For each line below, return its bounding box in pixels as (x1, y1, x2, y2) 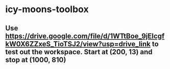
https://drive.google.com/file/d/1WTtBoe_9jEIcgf (5, 31, 165, 40)
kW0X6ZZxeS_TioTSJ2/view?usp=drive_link (5, 40, 151, 48)
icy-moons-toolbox (5, 4, 89, 15)
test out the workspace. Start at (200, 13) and (5, 47, 153, 56)
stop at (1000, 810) (5, 55, 66, 64)
